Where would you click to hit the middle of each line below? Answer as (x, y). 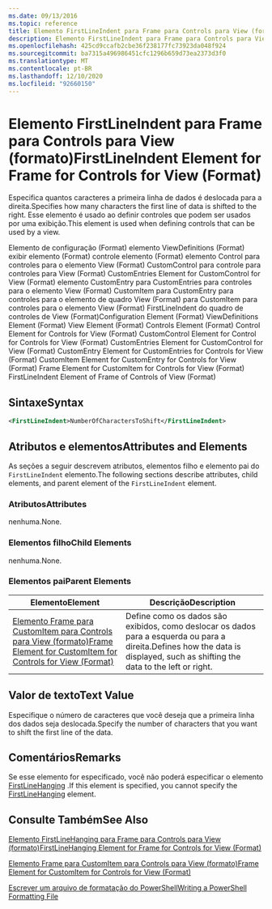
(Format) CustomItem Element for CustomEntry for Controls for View (123, 360)
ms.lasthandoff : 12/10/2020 (56, 76)
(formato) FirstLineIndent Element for (135, 158)
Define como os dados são (176, 616)
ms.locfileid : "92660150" (52, 83)
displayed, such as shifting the (183, 656)
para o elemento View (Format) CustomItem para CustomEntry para (121, 291)
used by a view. (34, 233)
